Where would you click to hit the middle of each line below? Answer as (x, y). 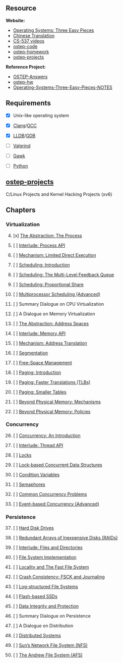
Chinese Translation (34, 35)
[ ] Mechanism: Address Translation (50, 343)
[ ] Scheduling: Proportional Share (48, 284)
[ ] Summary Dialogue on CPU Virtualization (58, 304)
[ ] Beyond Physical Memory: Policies (52, 411)
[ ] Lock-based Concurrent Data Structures (57, 465)
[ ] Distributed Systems (37, 636)
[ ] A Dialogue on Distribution (43, 626)
